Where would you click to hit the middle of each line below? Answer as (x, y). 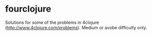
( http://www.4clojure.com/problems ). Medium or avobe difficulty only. (76, 27)
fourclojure (28, 9)
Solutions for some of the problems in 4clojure (52, 22)
